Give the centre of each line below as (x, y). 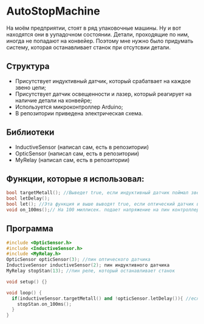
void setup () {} (27, 282)
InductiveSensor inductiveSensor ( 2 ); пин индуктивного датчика (88, 265)
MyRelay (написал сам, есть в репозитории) (72, 160)
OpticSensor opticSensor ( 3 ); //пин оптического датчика (78, 260)
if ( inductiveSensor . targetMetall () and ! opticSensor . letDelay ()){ (97, 299)
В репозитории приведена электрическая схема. (79, 113)
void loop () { (24, 292)
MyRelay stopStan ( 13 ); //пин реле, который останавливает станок (90, 271)
